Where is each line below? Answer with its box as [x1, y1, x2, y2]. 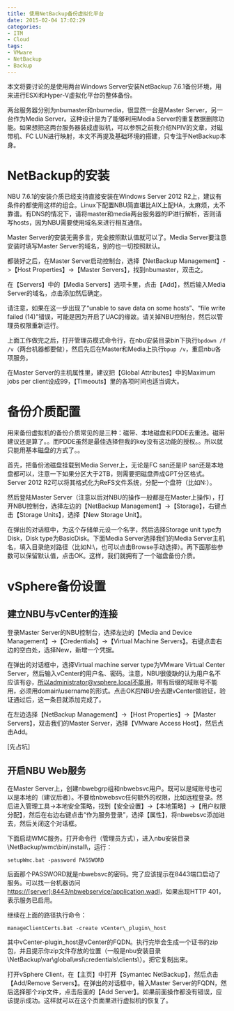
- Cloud [7, 36, 30, 43]
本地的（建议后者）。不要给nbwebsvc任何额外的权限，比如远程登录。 [19, 793, 217, 802]
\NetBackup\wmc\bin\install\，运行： [7, 843, 113, 851]
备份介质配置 [7, 404, 81, 419]
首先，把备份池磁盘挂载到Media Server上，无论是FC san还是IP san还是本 [7, 460, 218, 469]
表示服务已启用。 [7, 896, 56, 904]
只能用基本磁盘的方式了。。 [7, 446, 84, 454]
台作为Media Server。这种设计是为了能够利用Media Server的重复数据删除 [7, 114, 219, 123]
